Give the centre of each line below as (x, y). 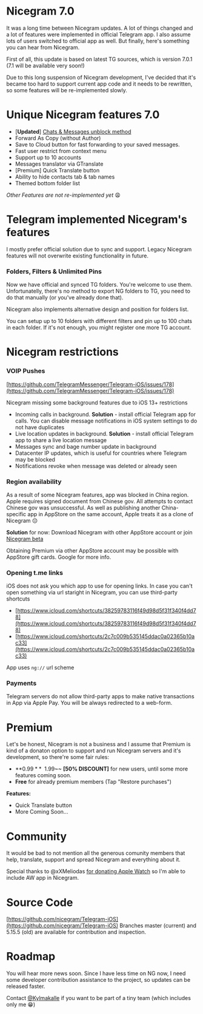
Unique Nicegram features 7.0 (83, 115)
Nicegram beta (25, 539)
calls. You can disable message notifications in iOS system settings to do (106, 421)
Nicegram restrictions (63, 352)
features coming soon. (43, 775)
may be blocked (35, 459)
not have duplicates (40, 427)
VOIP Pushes (26, 371)
